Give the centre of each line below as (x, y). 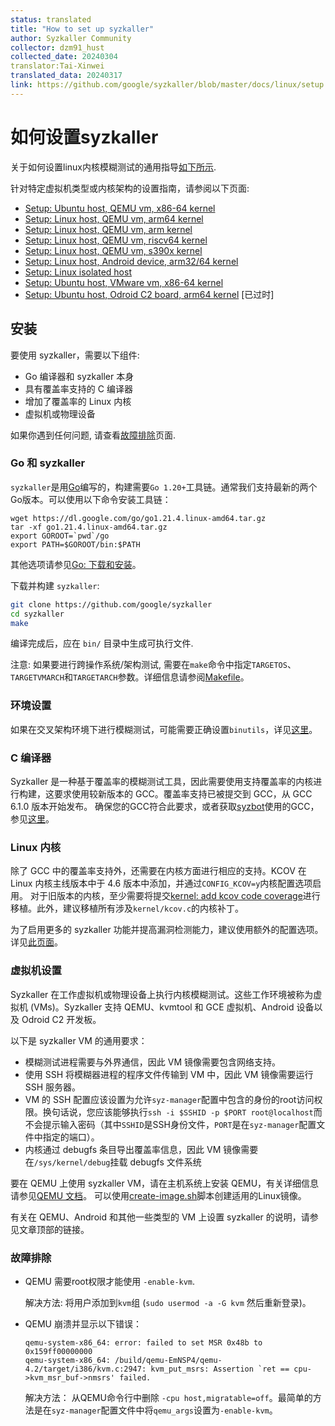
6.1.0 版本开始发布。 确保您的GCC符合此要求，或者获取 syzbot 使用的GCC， (165, 807)
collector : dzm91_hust (57, 47)
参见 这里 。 (32, 819)
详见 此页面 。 (36, 942)
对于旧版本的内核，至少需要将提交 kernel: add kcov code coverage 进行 (175, 896)
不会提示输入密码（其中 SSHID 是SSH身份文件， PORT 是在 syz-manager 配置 (170, 1124)
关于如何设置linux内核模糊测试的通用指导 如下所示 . (113, 167)
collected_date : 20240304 (64, 57)
